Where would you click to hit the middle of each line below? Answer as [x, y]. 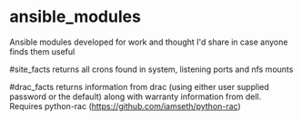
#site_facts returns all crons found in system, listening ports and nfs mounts [151, 69]
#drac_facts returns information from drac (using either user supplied [140, 86]
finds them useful [42, 51]
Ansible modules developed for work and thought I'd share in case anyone [149, 42]
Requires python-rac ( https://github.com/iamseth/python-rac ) [125, 106]
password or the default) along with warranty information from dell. [136, 96]
